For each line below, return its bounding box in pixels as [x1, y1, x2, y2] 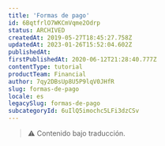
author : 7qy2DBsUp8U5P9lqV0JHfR [8, 77, 114, 85]
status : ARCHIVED [8, 26, 66, 34]
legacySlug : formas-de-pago [8, 99, 101, 107]
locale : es [8, 92, 44, 100]
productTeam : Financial [8, 70, 87, 78]
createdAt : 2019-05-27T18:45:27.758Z [8, 33, 133, 42]
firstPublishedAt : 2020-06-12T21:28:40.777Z [8, 56, 157, 64]
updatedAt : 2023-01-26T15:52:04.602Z [8, 41, 133, 49]
